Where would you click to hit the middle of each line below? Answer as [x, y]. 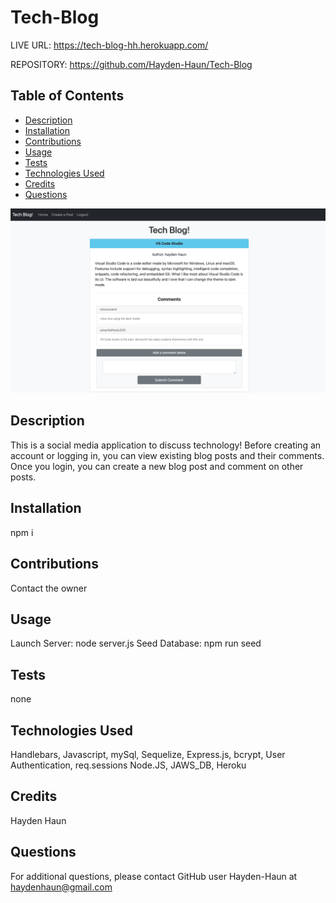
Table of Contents [67, 96]
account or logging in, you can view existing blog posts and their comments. [167, 455]
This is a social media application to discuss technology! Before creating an [166, 445]
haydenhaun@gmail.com [61, 887]
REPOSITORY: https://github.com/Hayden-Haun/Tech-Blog [131, 64]
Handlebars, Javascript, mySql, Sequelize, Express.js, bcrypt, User [148, 754]
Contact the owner [49, 588]
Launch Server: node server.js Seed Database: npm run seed [136, 643]
